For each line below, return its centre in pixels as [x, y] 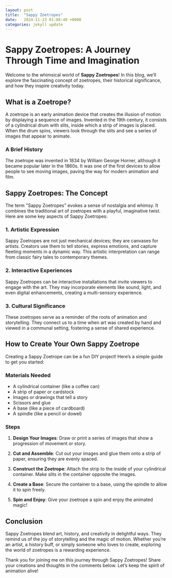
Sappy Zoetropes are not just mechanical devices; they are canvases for [82, 241]
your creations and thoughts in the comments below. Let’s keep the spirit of [85, 566]
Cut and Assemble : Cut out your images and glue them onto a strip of [87, 454]
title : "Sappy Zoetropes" [34, 15]
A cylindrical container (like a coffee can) [56, 387]
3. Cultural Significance [35, 306]
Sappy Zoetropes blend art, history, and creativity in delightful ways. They [83, 534]
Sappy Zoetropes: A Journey [68, 50]
